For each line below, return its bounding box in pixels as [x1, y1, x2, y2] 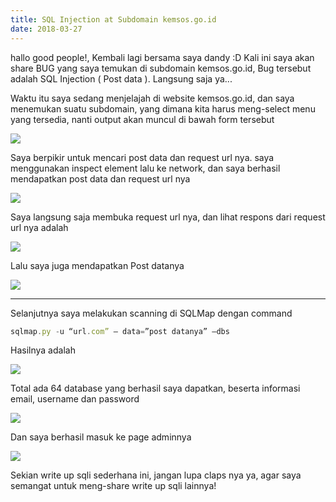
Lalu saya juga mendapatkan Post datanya [10, 259, 185, 271]
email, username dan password [10, 393, 140, 405]
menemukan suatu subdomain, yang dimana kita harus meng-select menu [10, 102, 316, 115]
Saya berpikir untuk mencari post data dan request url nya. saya [10, 151, 275, 163]
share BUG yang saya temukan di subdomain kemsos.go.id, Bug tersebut [10, 62, 312, 74]
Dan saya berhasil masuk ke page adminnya [10, 431, 192, 443]
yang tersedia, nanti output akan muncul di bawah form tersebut [10, 113, 275, 125]
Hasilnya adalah [10, 344, 76, 356]
